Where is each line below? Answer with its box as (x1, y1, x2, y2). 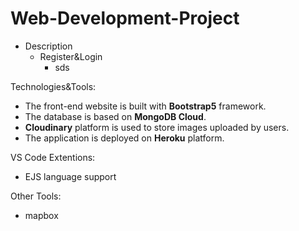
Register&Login (39, 50, 103, 62)
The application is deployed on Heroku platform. (24, 132, 225, 144)
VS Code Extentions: (10, 151, 96, 163)
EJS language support (24, 170, 117, 182)
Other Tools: (10, 190, 62, 202)
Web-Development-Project (10, 7, 240, 30)
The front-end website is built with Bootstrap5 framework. (24, 100, 267, 112)
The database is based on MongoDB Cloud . (24, 110, 207, 122)
